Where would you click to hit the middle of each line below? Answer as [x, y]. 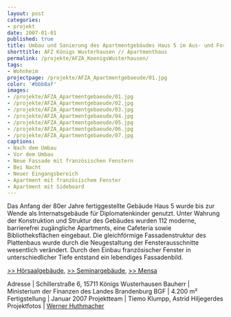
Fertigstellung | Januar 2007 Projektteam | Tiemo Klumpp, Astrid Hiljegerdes [115, 299]
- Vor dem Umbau [30, 155]
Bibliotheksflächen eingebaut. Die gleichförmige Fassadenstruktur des [107, 236]
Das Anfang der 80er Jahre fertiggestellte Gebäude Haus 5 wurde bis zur [111, 206]
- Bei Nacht [24, 167]
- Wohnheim [23, 71]
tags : [15, 65]
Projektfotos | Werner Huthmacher [56, 306]
